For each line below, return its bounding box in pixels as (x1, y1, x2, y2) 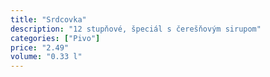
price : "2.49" (10, 42, 70, 53)
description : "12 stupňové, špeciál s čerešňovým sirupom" (10, 24, 262, 34)
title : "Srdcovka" (10, 14, 87, 25)
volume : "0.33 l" (10, 52, 83, 62)
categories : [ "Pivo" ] (10, 33, 101, 43)
